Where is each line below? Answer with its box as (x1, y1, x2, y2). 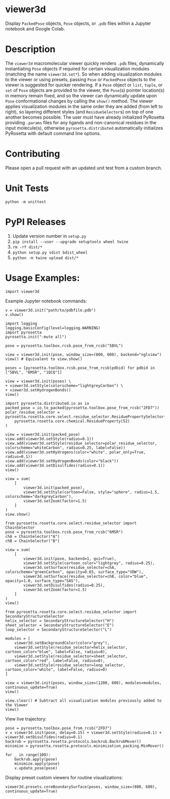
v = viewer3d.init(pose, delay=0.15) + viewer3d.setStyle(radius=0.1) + (5, 730, 162, 735)
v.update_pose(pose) (14, 766, 58, 771)
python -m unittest (5, 199, 47, 204)
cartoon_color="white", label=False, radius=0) (5, 667, 108, 672)
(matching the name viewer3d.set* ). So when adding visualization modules (5, 71, 162, 77)
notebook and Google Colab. (5, 25, 65, 31)
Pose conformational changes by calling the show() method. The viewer (5, 98, 153, 104)
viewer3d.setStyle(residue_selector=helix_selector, (14, 645, 128, 650)
